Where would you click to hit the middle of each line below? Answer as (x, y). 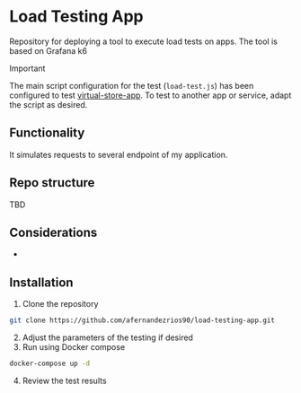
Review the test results (64, 380)
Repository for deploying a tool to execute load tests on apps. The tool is (144, 41)
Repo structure (52, 183)
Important (27, 68)
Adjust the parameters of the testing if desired (107, 337)
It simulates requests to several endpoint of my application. (119, 154)
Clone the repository (60, 304)
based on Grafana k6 (49, 50)
